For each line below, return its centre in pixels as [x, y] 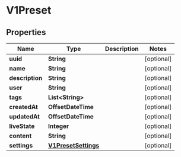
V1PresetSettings [74, 145]
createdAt [24, 107]
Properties [26, 32]
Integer [58, 126]
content [20, 136]
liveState [22, 126]
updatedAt [25, 116]
